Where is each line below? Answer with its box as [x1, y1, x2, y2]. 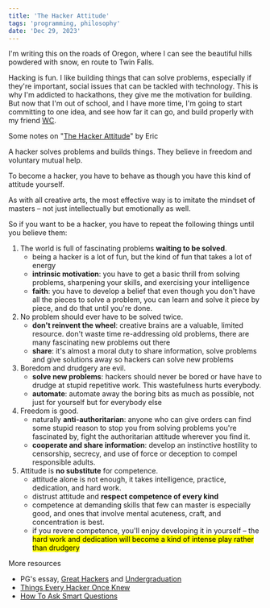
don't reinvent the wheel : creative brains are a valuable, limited [31, 321, 244, 330]
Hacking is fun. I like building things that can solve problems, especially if [8, 73, 252, 83]
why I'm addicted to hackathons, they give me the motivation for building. [8, 90, 252, 100]
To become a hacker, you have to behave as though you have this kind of [8, 171, 251, 181]
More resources [8, 559, 62, 569]
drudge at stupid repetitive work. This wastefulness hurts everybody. [31, 380, 262, 391]
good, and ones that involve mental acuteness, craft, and [31, 509, 222, 519]
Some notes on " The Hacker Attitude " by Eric [8, 131, 159, 141]
